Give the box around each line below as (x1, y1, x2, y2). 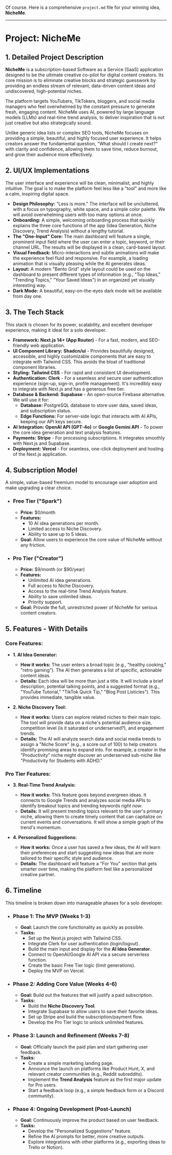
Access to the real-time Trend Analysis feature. (28, 588, 128, 594)
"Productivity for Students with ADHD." (20, 757, 102, 764)
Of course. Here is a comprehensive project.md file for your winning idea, (5, 5, 161, 10)
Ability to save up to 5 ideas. (28, 531, 88, 537)
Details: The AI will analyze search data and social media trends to (20, 735, 161, 742)
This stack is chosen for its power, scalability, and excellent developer (5, 321, 153, 328)
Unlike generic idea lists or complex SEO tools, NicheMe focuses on (5, 130, 148, 136)
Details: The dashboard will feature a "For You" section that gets (20, 861, 157, 867)
